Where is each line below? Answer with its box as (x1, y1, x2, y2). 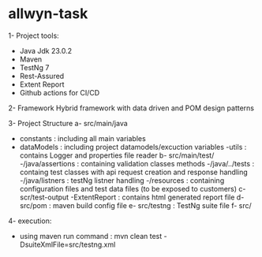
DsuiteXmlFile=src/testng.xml (19, 240, 116, 249)
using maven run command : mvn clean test (19, 231, 163, 240)
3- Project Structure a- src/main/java (8, 118, 128, 128)
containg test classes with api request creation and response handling (19, 167, 249, 177)
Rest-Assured (19, 71, 65, 80)
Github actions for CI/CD (19, 88, 100, 97)
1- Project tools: (8, 31, 59, 40)
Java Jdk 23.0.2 (19, 46, 73, 55)
